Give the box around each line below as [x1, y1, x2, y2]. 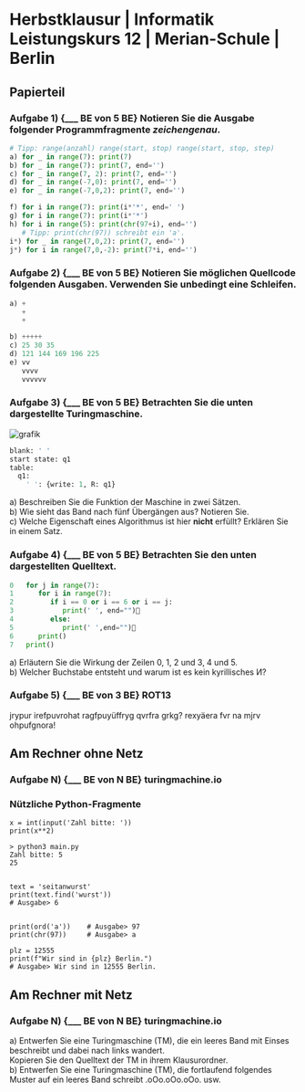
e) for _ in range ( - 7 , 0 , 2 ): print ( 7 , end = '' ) [9, 186, 186, 195]
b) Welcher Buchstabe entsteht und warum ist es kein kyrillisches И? [9, 667, 267, 677]
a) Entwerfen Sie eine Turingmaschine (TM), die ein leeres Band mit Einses [9, 1035, 290, 1046]
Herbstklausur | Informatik [9, 9, 215, 30]
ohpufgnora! [9, 719, 56, 730]
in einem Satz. [9, 526, 63, 537]
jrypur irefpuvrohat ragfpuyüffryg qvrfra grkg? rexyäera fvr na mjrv [9, 709, 261, 720]
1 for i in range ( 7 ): [9, 589, 112, 598]
